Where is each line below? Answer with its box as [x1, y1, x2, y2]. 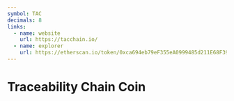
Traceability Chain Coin [7, 79, 146, 95]
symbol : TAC [7, 10, 42, 17]
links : [7, 23, 26, 30]
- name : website [13, 29, 61, 37]
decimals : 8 [7, 17, 42, 24]
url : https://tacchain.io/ [19, 36, 98, 43]
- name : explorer [13, 42, 64, 49]
